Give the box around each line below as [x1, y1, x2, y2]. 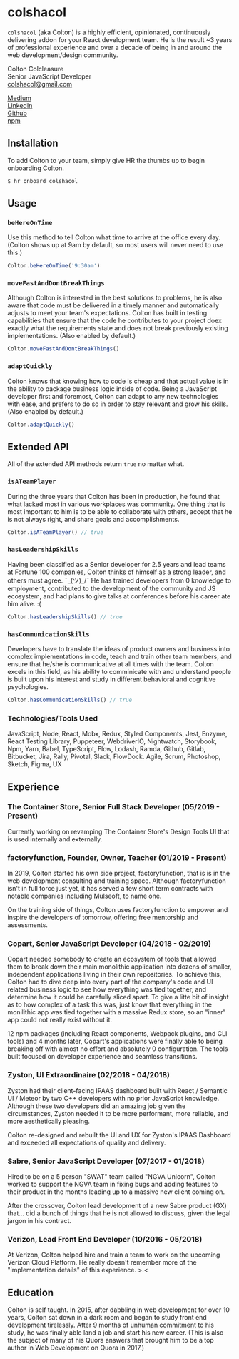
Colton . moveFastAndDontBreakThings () [7, 345, 120, 352]
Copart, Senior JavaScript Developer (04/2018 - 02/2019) [7, 939, 212, 949]
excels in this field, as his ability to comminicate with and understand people [7, 667, 232, 676]
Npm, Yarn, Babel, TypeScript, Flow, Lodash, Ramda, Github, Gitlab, [7, 745, 206, 753]
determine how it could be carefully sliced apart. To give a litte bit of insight [7, 993, 229, 1002]
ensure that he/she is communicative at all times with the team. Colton [7, 659, 214, 668]
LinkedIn [7, 101, 33, 109]
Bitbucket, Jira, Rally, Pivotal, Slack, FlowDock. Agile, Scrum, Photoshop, [7, 752, 221, 761]
